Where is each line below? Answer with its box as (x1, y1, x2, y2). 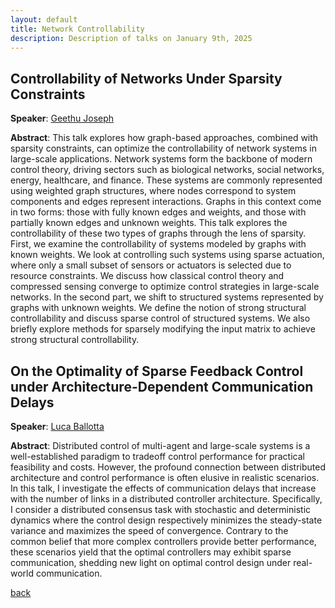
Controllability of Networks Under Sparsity (10, 70, 283, 87)
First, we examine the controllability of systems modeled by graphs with (10, 238, 307, 250)
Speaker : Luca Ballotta (10, 421, 105, 432)
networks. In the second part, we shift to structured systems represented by (10, 291, 324, 303)
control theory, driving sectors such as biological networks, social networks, (10, 164, 325, 176)
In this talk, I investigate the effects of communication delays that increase (10, 482, 317, 494)
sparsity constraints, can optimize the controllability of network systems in (10, 142, 317, 155)
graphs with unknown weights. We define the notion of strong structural (10, 302, 307, 314)
